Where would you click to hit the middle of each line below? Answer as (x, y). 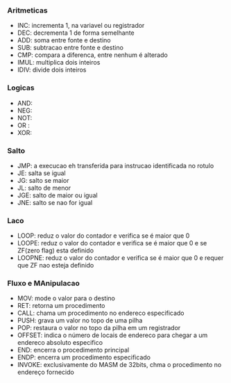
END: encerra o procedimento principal (73, 350)
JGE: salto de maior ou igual (58, 195)
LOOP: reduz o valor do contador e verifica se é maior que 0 (103, 236)
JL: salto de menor (44, 188)
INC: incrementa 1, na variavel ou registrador (81, 26)
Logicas (21, 88)
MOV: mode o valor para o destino (66, 298)
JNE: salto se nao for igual (55, 202)
